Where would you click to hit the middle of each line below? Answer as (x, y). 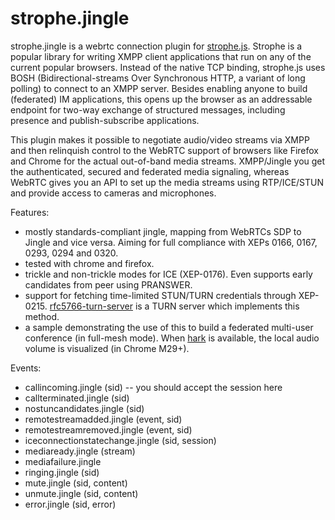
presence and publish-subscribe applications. (105, 120)
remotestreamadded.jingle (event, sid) (103, 419)
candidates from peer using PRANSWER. (108, 284)
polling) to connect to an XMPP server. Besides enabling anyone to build (159, 88)
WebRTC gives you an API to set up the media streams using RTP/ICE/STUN (167, 182)
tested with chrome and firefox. (89, 263)
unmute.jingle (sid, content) (81, 493)
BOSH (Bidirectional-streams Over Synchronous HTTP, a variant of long (158, 78)
